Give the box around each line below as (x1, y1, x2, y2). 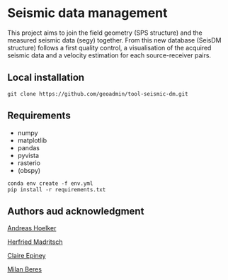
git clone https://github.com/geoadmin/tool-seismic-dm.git (7, 90, 189, 97)
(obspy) (17, 166, 41, 174)
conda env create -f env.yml (7, 179, 93, 187)
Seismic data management (7, 5, 168, 21)
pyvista (17, 151, 40, 159)
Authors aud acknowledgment (7, 205, 144, 217)
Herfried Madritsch (7, 237, 63, 246)
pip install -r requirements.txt (7, 186, 106, 193)
